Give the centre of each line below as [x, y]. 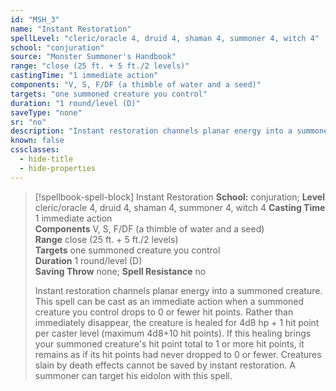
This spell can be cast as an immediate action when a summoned [169, 301]
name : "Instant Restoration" [71, 29]
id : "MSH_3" [35, 19]
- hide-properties [58, 168]
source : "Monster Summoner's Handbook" [93, 57]
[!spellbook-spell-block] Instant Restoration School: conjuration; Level [179, 197]
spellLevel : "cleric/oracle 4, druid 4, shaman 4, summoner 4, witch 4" [165, 38]
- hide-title [46, 159]
